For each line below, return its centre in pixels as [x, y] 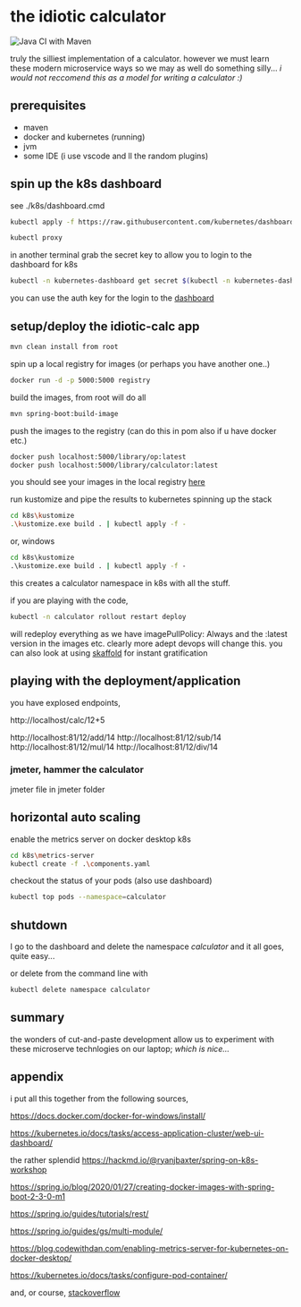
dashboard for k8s [44, 265]
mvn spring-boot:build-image [64, 413]
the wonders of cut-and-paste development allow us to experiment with [142, 1039]
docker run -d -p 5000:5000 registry [80, 380]
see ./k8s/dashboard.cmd [58, 205]
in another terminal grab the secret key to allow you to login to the [131, 255]
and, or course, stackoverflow [65, 1292]
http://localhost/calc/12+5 [58, 720]
